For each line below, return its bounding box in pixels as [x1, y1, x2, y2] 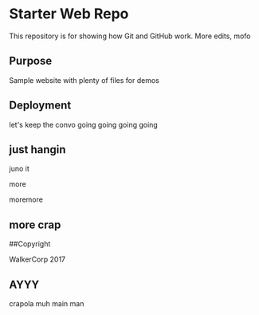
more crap [9, 218, 61, 231]
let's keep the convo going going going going [9, 120, 158, 129]
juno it [9, 164, 30, 174]
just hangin [9, 143, 66, 156]
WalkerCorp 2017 [9, 254, 66, 264]
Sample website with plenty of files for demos [9, 75, 160, 85]
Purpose [9, 54, 53, 68]
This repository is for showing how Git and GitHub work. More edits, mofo [9, 31, 251, 41]
